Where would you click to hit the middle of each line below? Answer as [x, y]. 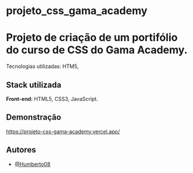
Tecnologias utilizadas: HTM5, [42, 66]
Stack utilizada [34, 85]
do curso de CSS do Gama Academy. [97, 50]
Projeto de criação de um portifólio [92, 38]
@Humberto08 [32, 164]
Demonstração [34, 118]
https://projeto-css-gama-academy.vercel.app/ [63, 131]
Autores [21, 150]
